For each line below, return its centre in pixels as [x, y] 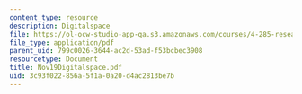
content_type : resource [54, 17]
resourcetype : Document [54, 59]
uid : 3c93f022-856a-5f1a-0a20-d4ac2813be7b [92, 76]
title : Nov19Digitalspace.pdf [66, 68]
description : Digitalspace [60, 26]
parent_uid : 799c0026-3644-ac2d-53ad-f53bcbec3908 [106, 51]
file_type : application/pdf [62, 43]
